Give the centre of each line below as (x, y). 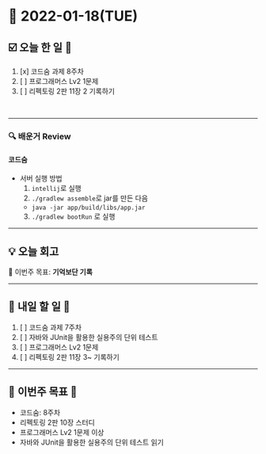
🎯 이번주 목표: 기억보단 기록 (51, 272)
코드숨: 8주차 (40, 412)
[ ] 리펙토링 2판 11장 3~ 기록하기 (70, 357)
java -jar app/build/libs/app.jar (88, 208)
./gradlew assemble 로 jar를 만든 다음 (90, 198)
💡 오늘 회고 (34, 252)
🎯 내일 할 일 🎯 (39, 307)
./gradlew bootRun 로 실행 (73, 216)
